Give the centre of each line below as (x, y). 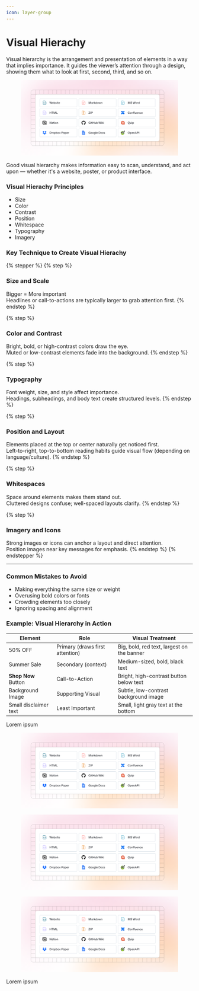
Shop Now (22, 676)
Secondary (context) (82, 664)
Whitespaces (26, 484)
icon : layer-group (29, 12)
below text (130, 682)
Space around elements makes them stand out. (64, 497)
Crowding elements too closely (52, 602)
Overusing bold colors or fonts (52, 596)
